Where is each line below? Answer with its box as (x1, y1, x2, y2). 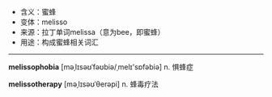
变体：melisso (19, 17, 68, 27)
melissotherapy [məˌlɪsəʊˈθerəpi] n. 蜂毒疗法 (8, 79, 159, 89)
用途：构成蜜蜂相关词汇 (19, 37, 99, 47)
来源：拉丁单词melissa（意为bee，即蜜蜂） (19, 27, 165, 36)
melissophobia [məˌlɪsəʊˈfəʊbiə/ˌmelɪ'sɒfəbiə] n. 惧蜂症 (8, 62, 194, 71)
